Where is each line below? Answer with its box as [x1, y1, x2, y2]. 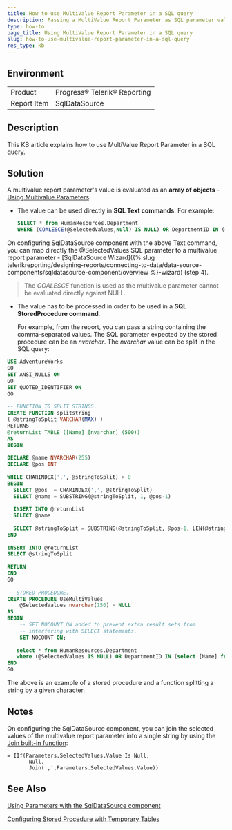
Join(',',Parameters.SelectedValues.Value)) [28, 764, 159, 771]
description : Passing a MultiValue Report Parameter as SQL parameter [7, 17, 215, 23]
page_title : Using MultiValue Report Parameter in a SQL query [7, 29, 193, 37]
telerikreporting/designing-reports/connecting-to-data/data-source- [7, 261, 202, 269]
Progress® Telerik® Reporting [55, 87, 151, 97]
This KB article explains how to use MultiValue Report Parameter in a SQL [7, 140, 216, 148]
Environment [7, 68, 64, 79]
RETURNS [7, 422, 30, 429]
